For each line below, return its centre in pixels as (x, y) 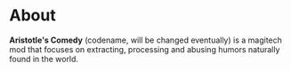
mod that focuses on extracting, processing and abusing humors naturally (145, 49)
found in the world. (44, 59)
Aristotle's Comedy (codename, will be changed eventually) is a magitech (146, 40)
